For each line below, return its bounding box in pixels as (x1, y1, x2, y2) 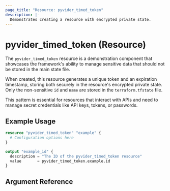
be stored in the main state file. (5, 67, 70, 73)
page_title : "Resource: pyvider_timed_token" (5, 7, 103, 13)
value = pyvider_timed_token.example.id (10, 158, 110, 164)
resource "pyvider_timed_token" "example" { (5, 131, 101, 136)
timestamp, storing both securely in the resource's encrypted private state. (5, 82, 162, 88)
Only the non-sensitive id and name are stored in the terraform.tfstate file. (5, 87, 163, 93)
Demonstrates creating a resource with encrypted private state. (10, 17, 152, 22)
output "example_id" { (5, 149, 53, 154)
